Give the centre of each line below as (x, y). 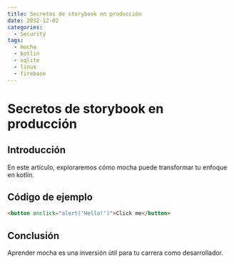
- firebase (30, 73)
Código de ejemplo (50, 197)
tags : (15, 41)
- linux (25, 67)
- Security (30, 34)
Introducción (37, 150)
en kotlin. (21, 174)
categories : (25, 27)
